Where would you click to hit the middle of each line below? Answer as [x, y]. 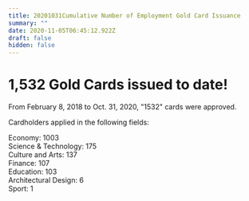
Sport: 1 [21, 189]
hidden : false [32, 45]
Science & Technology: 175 [53, 146]
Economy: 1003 [34, 138]
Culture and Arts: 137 [43, 155]
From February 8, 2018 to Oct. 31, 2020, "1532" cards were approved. [123, 107]
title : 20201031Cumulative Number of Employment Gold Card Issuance [125, 16]
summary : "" [28, 23]
